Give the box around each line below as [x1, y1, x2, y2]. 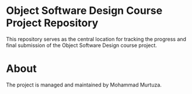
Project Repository [6, 16, 99, 30]
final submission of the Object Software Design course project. [6, 42, 158, 49]
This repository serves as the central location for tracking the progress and [6, 35, 187, 42]
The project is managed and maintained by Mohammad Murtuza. [6, 81, 162, 88]
